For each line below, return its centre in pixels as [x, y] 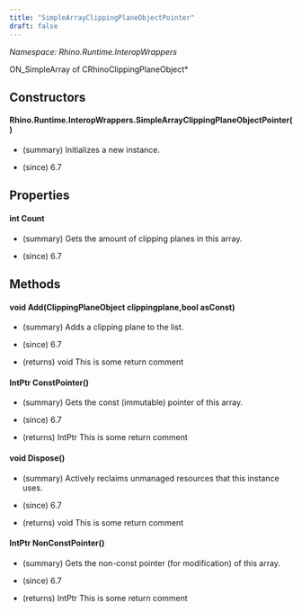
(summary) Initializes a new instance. [91, 150]
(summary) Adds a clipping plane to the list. [103, 327]
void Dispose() [37, 458]
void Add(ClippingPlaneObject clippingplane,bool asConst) [122, 307]
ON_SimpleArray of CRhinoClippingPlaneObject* [99, 69]
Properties [40, 196]
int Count [27, 219]
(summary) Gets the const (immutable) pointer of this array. [133, 402]
